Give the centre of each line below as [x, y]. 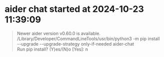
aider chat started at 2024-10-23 [74, 9]
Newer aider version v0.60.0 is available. [59, 33]
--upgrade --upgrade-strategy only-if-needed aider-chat [75, 44]
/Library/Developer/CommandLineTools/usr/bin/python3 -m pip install [88, 39]
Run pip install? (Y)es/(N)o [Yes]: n [52, 49]
